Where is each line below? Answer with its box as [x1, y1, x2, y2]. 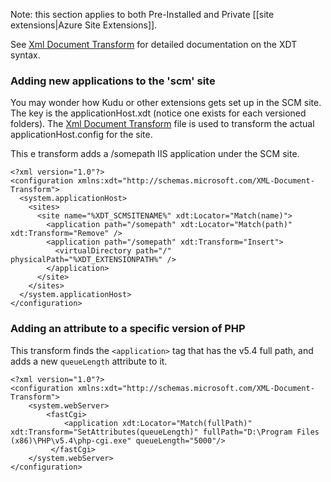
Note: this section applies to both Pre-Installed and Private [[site [10, 9, 275, 20]
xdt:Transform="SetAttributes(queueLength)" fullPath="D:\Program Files [10, 427, 320, 437]
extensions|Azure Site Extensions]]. [10, 19, 158, 31]
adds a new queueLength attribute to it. [10, 355, 168, 367]
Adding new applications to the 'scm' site [10, 74, 216, 88]
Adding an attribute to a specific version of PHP [10, 322, 246, 336]
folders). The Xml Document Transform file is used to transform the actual [10, 118, 315, 130]
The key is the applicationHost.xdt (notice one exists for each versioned [10, 107, 307, 119]
